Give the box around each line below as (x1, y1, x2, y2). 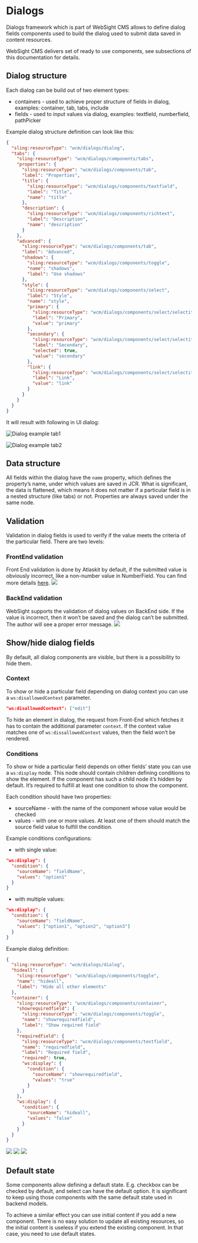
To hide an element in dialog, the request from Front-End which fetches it (6, 716, 184, 723)
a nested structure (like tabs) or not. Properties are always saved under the (6, 493, 189, 500)
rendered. (6, 735, 31, 742)
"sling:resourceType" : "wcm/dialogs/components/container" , (16, 1000, 167, 1006)
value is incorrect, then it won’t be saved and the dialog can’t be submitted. (6, 614, 189, 621)
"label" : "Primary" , (32, 315, 83, 320)
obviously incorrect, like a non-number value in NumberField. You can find (6, 573, 187, 580)
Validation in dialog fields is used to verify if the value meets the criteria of (6, 532, 186, 539)
